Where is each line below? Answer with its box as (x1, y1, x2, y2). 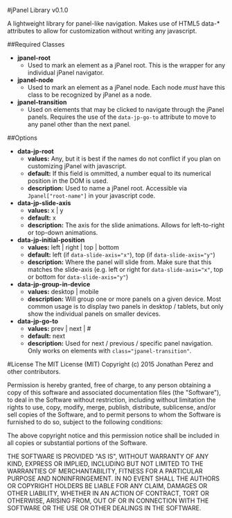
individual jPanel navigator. (27, 69, 105, 76)
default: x (27, 213, 57, 222)
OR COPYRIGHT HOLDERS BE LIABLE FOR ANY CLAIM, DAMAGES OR (7, 482, 208, 489)
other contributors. (7, 368, 61, 375)
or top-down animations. (27, 229, 98, 236)
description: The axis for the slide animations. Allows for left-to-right (27, 221, 225, 229)
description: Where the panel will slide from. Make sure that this (27, 258, 212, 266)
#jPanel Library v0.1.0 (7, 6, 69, 14)
